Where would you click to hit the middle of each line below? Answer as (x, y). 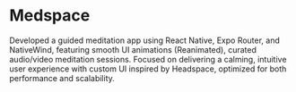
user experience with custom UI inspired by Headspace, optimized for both (148, 69)
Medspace (50, 16)
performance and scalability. (62, 78)
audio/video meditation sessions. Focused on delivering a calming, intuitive (148, 59)
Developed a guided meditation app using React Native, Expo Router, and (145, 40)
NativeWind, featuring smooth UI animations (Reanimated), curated (133, 49)
